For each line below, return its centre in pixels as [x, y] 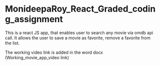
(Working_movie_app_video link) [37, 57]
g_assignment [34, 19]
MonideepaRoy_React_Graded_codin [80, 9]
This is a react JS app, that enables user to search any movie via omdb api [79, 32]
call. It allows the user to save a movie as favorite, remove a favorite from [78, 38]
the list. [12, 43]
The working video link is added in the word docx [54, 52]
